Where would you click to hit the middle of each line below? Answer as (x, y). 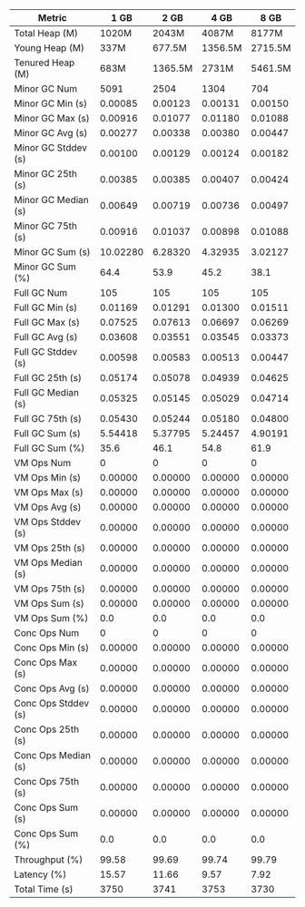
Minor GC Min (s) (51, 103)
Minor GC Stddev (51, 147)
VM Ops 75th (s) (50, 589)
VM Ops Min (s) (48, 478)
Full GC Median (47, 392)
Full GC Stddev (46, 351)
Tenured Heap (44, 63)
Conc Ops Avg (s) (52, 688)
